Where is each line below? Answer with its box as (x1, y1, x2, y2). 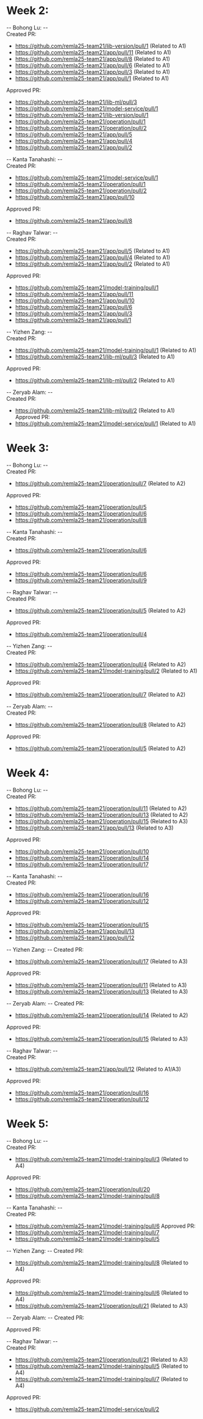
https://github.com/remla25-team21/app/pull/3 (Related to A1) (15, 68, 171, 75)
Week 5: (6, 1117, 49, 1131)
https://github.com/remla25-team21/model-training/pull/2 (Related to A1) (15, 667, 198, 674)
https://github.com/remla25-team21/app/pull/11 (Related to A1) (15, 48, 172, 56)
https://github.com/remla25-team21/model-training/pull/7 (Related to (15, 1375, 188, 1382)
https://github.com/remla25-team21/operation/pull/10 (15, 847, 149, 855)
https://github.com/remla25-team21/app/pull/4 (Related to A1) (15, 254, 171, 261)
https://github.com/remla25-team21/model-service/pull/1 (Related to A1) (15, 420, 196, 427)
